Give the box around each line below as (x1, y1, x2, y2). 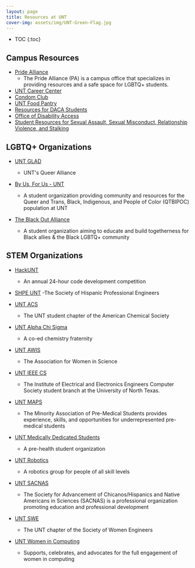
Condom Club (14, 94, 49, 101)
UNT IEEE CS (14, 369, 47, 376)
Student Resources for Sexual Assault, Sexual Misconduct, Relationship (14, 119, 188, 126)
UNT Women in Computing (14, 537, 80, 544)
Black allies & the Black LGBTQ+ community (23, 234, 130, 241)
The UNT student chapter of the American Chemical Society (23, 312, 170, 319)
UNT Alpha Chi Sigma (14, 323, 68, 330)
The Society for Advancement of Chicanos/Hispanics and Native (23, 491, 180, 498)
